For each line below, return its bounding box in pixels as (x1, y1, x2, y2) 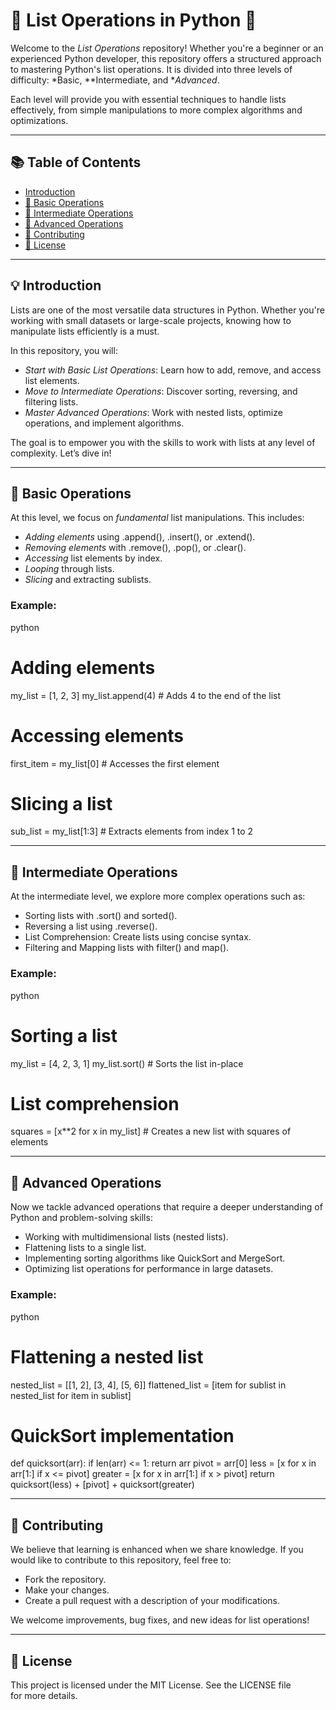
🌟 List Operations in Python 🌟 (10, 9, 257, 32)
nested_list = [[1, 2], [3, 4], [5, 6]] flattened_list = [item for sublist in (10, 1379, 287, 1391)
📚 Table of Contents (10, 154, 142, 171)
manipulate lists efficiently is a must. (10, 325, 160, 337)
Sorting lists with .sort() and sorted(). (24, 910, 178, 922)
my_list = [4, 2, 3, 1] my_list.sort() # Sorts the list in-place (10, 1057, 244, 1069)
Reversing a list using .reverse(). (24, 920, 158, 933)
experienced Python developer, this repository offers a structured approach (10, 52, 322, 64)
